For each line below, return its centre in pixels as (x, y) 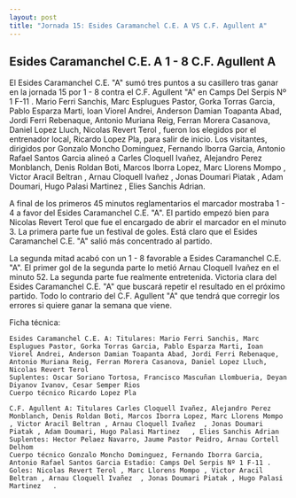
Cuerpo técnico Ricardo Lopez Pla (73, 393)
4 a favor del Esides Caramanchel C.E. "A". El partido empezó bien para (139, 213)
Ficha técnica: (35, 323)
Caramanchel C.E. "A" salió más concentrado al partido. (111, 241)
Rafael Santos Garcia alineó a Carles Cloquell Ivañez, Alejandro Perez (136, 158)
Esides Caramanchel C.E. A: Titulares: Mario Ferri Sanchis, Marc (134, 339)
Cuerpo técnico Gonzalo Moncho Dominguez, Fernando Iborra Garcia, (136, 455)
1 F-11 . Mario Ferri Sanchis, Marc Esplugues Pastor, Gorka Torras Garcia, (142, 102)
